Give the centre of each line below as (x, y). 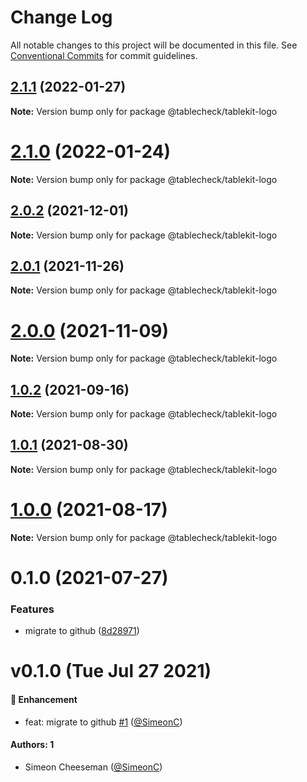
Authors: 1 (32, 745)
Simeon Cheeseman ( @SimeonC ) (93, 767)
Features (32, 609)
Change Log (61, 17)
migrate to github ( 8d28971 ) (82, 631)
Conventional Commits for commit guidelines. (104, 55)
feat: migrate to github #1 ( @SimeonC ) (103, 722)
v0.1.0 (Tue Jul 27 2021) (111, 671)
